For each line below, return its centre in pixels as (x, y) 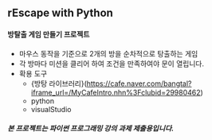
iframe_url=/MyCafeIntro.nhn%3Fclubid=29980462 (116, 92)
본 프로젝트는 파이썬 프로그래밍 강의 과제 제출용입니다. (91, 128)
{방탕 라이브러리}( (59, 84)
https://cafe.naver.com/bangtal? (139, 84)
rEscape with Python (60, 13)
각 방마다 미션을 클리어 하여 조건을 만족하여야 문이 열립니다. (112, 64)
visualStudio (51, 109)
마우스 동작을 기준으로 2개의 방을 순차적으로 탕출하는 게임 (108, 53)
